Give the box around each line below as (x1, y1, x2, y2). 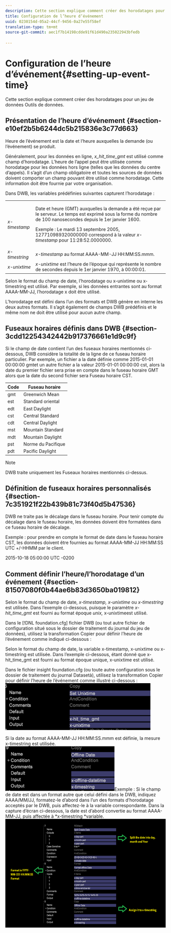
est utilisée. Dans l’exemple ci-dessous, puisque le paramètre (5, 605, 134, 611)
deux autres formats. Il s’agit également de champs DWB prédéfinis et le (5, 304, 157, 310)
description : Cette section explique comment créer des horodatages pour (5, 8, 165, 13)
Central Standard (23, 412, 60, 419)
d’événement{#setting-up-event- (5, 69, 151, 80)
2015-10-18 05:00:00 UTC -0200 (5, 555, 75, 561)
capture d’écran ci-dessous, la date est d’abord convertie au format (5, 808, 147, 814)
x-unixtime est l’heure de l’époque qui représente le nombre (35, 261, 161, 267)
